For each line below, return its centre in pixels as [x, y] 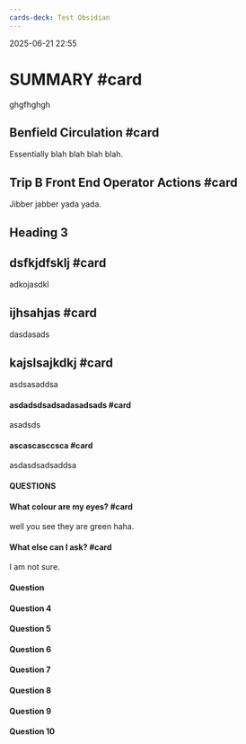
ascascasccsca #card [51, 445]
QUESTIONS [33, 486]
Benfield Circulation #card [84, 133]
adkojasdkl [29, 285]
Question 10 [32, 731]
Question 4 [31, 608]
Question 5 [31, 629]
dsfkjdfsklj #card [58, 263]
